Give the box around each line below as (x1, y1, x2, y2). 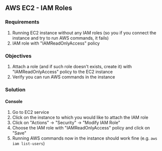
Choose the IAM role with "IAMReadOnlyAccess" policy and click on (12, 125, 150, 131)
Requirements (5, 19, 40, 25)
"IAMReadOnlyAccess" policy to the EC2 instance (12, 69, 113, 75)
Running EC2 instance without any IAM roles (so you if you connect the (12, 29, 157, 36)
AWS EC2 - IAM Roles (5, 4, 73, 12)
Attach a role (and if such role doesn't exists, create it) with (12, 63, 132, 69)
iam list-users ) (12, 141, 45, 147)
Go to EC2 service (12, 109, 49, 115)
